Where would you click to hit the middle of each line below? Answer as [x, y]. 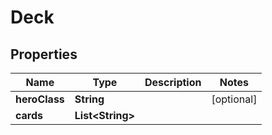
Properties [44, 54]
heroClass [40, 99]
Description [173, 82]
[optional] [234, 99]
